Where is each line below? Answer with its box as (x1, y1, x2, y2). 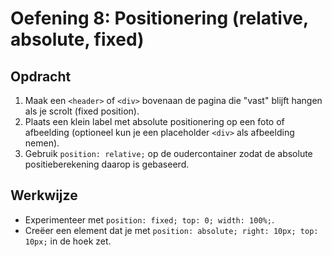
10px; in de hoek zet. (24, 235, 112, 247)
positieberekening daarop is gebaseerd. (24, 158, 190, 170)
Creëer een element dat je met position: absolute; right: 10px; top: (24, 224, 319, 236)
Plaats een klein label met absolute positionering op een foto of (24, 116, 285, 127)
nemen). (24, 137, 60, 149)
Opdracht (10, 68, 72, 85)
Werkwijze (10, 187, 78, 204)
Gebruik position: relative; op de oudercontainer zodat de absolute (24, 148, 313, 159)
